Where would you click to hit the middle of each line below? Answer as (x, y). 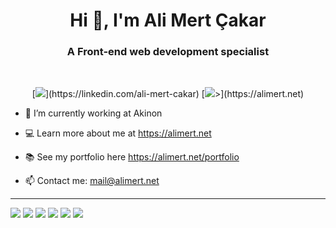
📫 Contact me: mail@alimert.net (92, 181)
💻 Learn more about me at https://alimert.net (118, 133)
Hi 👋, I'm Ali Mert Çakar (168, 20)
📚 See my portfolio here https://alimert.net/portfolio (132, 157)
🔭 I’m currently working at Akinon (93, 113)
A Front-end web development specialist (168, 52)
